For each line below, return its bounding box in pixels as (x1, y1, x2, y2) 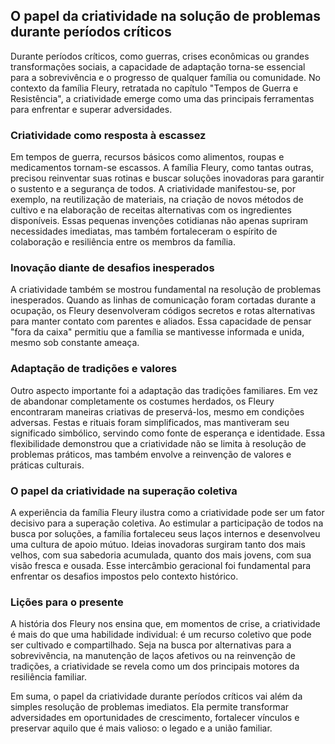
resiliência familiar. (10, 671, 87, 683)
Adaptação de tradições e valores (10, 362, 178, 376)
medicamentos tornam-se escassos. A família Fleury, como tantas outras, (10, 162, 314, 174)
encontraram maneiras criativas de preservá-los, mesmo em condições (10, 405, 305, 418)
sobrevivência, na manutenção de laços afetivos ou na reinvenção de (10, 650, 296, 662)
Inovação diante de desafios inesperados (10, 261, 215, 275)
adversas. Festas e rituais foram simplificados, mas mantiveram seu (10, 416, 290, 428)
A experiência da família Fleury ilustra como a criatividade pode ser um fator (10, 507, 325, 518)
